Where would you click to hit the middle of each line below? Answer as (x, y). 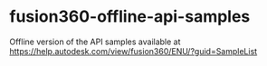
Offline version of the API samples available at (95, 42)
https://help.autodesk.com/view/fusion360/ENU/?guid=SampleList (133, 51)
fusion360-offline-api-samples (130, 17)
